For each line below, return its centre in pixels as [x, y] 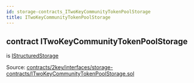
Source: [16, 67]
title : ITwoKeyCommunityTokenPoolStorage [58, 17]
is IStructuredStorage [32, 56]
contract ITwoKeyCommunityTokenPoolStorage [97, 41]
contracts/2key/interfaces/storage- [70, 67]
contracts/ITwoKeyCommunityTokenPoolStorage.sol [70, 74]
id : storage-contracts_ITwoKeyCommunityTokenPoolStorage [78, 12]
